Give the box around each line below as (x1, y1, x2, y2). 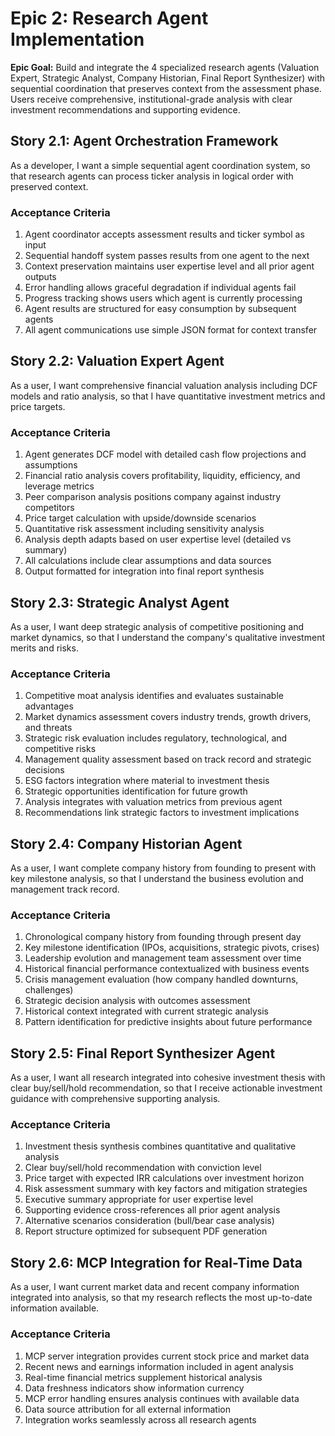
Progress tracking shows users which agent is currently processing (24, 292, 303, 304)
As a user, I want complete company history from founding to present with (10, 862, 317, 874)
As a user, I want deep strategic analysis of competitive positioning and (10, 620, 305, 632)
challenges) (24, 984, 74, 996)
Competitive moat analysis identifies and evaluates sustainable (24, 690, 284, 702)
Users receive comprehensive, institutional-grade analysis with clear (10, 93, 293, 105)
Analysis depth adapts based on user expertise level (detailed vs (24, 533, 292, 546)
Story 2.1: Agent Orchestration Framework (10, 133, 279, 150)
